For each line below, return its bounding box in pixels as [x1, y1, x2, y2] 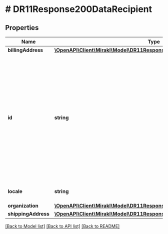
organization [7, 202, 39, 209]
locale [7, 188, 22, 194]
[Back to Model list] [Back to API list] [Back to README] [5, 223, 120, 229]
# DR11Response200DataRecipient [5, 3, 152, 15]
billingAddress [7, 46, 43, 53]
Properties [5, 23, 39, 32]
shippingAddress [7, 210, 50, 217]
